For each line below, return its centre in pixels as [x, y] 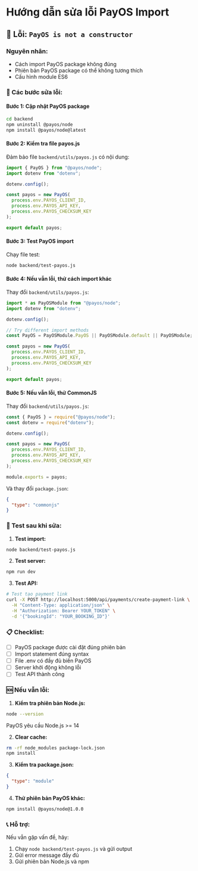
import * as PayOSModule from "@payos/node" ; [63, 303]
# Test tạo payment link [37, 594]
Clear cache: [31, 737]
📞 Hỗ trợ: [18, 824]
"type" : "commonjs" [36, 505]
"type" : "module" [33, 781]
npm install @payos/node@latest [46, 130]
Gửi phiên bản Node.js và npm [52, 861]
